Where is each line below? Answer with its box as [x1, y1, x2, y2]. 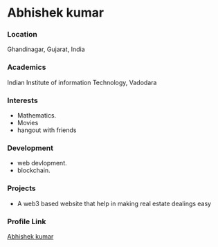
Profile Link [7, 217, 46, 226]
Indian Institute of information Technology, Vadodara [7, 78, 157, 86]
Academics [7, 62, 46, 72]
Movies [17, 119, 39, 127]
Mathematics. [17, 111, 57, 120]
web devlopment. [17, 159, 67, 167]
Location [7, 30, 38, 39]
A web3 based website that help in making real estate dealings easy [17, 199, 212, 208]
